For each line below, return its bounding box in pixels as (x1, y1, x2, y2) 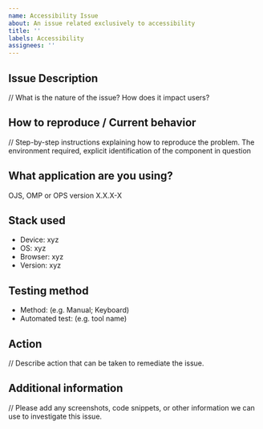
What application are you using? (8, 170, 174, 183)
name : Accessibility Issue (8, 11, 99, 20)
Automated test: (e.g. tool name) (19, 314, 127, 324)
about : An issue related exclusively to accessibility (8, 19, 196, 27)
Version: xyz (19, 260, 62, 270)
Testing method (8, 284, 89, 297)
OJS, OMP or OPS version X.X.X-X (8, 190, 123, 200)
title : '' (8, 27, 42, 35)
